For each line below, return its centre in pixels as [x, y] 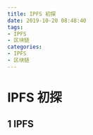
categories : [25, 47]
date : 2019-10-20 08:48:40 [47, 21]
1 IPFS [20, 124]
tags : [15, 27]
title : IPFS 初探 [32, 14]
